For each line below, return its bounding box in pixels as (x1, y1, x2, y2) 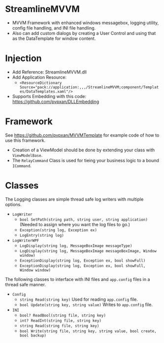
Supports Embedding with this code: (12, 93, 86, 99)
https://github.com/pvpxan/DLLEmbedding (12, 99, 99, 104)
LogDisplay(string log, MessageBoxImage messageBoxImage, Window (19, 248, 157, 253)
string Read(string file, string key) (19, 323, 99, 328)
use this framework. (5, 137, 46, 143)
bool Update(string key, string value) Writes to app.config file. (19, 302, 153, 308)
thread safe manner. (5, 281, 46, 287)
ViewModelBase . (12, 152, 43, 158)
